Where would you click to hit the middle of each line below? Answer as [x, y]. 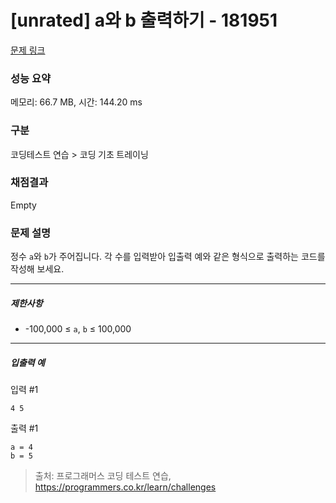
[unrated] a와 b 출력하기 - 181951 [144, 20]
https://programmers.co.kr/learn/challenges [125, 487]
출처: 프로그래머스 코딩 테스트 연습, [103, 476]
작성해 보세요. [37, 269]
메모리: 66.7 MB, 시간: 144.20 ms [76, 102]
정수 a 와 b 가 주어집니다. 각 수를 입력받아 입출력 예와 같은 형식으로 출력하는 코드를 [168, 257]
